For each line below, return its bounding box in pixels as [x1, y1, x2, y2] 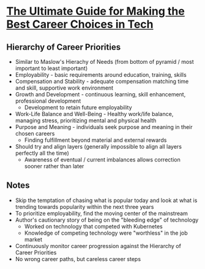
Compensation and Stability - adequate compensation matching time [15, 78, 189, 85]
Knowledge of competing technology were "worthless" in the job [24, 229, 188, 236]
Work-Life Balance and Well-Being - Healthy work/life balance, [15, 111, 174, 117]
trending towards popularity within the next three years [15, 203, 154, 210]
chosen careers [15, 130, 55, 137]
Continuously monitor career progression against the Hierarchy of [15, 242, 182, 249]
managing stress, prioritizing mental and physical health [15, 117, 157, 124]
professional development [15, 97, 81, 104]
